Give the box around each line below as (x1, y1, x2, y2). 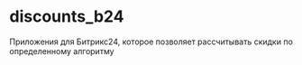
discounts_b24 (9, 6, 124, 27)
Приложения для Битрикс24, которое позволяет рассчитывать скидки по (9, 36, 293, 47)
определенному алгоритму (9, 45, 114, 56)
